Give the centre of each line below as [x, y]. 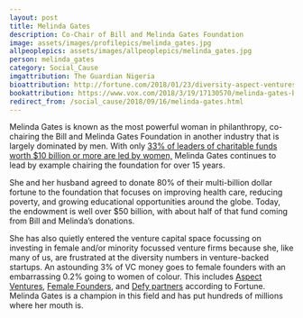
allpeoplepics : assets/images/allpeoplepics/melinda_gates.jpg [131, 51]
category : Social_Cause [54, 68]
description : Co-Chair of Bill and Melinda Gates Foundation [127, 34]
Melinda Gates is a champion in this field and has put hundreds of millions [147, 296]
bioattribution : [40, 85]
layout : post [34, 18]
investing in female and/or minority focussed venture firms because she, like [151, 248]
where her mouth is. [46, 305]
